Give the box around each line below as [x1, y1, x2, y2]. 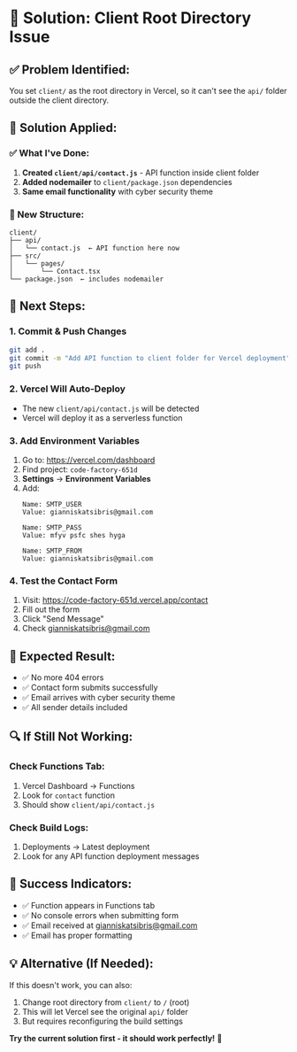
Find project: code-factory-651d [21, 464, 139, 475]
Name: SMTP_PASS [21, 522, 82, 532]
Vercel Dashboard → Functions [21, 780, 135, 791]
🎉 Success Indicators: [9, 877, 133, 892]
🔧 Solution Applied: [9, 120, 118, 135]
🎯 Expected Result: [9, 648, 116, 663]
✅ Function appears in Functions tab [21, 900, 156, 910]
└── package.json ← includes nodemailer [9, 275, 164, 283]
